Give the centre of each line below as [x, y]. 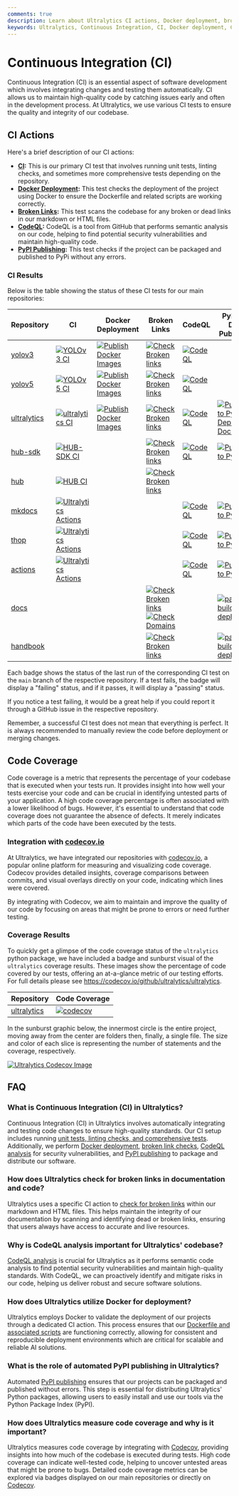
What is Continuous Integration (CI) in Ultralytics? [95, 1107]
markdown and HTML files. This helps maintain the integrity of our [104, 1211]
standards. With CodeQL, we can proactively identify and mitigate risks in [115, 1276]
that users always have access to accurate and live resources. [99, 1226]
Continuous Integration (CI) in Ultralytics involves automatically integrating [116, 1123]
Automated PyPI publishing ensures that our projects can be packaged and [117, 1381]
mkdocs [24, 511]
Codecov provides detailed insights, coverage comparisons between [108, 872]
